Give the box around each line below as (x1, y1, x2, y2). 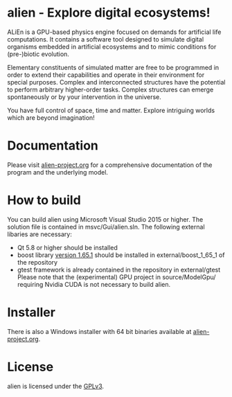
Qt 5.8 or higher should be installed (17, 243, 118, 252)
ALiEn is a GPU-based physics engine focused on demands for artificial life (7, 28, 222, 36)
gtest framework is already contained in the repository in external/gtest (17, 265, 221, 274)
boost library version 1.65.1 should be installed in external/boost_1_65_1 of (17, 251, 225, 259)
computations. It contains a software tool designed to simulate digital (7, 35, 204, 43)
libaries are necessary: (7, 230, 73, 238)
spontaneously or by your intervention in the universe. (7, 92, 161, 101)
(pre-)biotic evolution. (7, 50, 69, 58)
